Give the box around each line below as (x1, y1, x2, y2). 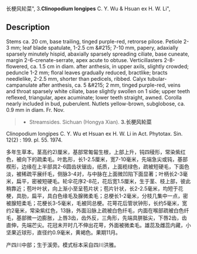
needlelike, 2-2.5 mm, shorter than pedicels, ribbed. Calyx (6, 75, 147, 82)
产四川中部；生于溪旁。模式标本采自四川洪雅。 (6, 241, 119, 248)
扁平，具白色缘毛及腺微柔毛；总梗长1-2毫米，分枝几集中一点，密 (31, 192, 189, 199)
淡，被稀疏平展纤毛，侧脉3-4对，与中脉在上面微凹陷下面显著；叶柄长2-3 (6, 170, 183, 177)
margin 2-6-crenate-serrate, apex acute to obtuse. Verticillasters (6, 56, 163, 63)
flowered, (6, 63, 29, 70)
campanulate (6, 81, 38, 88)
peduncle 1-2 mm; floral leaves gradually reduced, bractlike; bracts (6, 69, 168, 76)
